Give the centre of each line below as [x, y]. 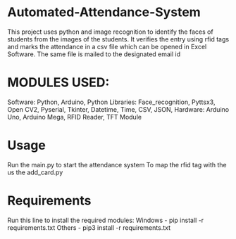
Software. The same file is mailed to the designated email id [94, 54]
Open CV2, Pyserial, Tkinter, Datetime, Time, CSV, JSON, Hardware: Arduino [118, 109]
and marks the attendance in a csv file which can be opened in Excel [107, 46]
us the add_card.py [35, 172]
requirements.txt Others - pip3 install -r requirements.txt [89, 227]
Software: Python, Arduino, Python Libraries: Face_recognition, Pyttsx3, [111, 102]
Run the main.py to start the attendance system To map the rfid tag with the [117, 164]
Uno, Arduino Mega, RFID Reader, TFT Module [75, 117]
